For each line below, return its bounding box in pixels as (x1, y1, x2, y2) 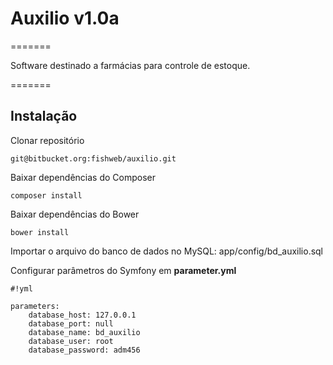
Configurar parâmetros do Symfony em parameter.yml (10, 264, 237, 276)
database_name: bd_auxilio (28, 327, 141, 337)
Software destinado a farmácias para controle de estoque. (10, 59, 251, 71)
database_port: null (28, 318, 114, 329)
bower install (10, 227, 70, 237)
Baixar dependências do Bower (10, 208, 140, 220)
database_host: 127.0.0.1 (28, 310, 137, 320)
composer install (10, 190, 83, 201)
